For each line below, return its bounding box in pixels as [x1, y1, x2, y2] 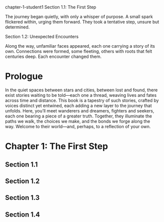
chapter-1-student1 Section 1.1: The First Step [5, 4, 97, 10]
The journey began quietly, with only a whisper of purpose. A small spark [5, 14, 153, 19]
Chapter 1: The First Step [5, 141, 108, 152]
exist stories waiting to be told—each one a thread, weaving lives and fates [5, 92, 157, 98]
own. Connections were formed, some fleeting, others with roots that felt [5, 49, 152, 54]
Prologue [5, 71, 43, 82]
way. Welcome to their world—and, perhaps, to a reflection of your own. [5, 123, 151, 129]
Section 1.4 [5, 210, 40, 219]
